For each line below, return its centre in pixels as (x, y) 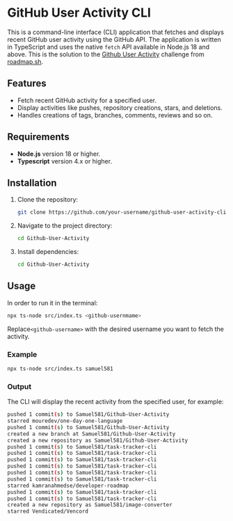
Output (19, 386)
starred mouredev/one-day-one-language (65, 421)
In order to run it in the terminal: (53, 303)
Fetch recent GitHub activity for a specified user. (87, 100)
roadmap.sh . (25, 61)
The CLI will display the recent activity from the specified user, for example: (115, 402)
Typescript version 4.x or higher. (65, 161)
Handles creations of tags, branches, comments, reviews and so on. (115, 115)
